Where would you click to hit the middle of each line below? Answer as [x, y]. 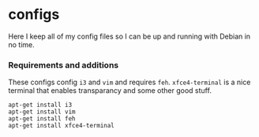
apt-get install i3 [40, 105]
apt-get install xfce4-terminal [61, 126]
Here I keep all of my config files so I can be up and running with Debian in [129, 36]
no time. [22, 44]
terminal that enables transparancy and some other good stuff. [110, 91]
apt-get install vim [42, 112]
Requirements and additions [64, 65]
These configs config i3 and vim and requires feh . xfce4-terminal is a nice [129, 82]
